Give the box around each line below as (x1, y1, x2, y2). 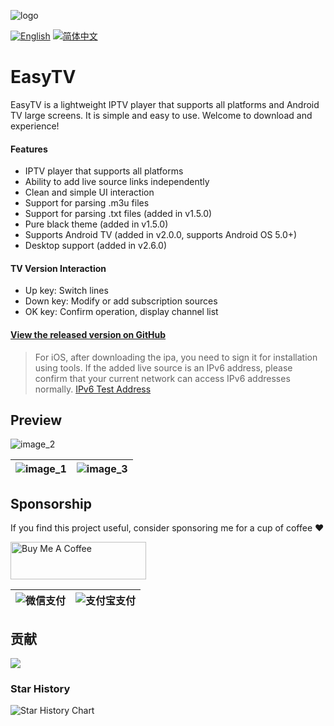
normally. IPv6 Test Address (34, 383, 152, 395)
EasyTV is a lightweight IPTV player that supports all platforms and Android (10, 98, 320, 110)
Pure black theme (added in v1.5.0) (24, 218, 169, 230)
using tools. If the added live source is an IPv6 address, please (34, 361, 293, 374)
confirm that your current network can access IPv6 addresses (34, 372, 291, 384)
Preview (10, 411, 63, 429)
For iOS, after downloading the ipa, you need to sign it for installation (34, 351, 318, 363)
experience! (10, 120, 60, 132)
